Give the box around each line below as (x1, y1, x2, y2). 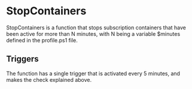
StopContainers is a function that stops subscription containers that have (6, 24, 187, 31)
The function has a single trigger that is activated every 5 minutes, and (6, 70, 181, 77)
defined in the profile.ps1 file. (6, 36, 78, 44)
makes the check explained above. (6, 76, 92, 83)
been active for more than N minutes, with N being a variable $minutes (6, 30, 181, 37)
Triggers (6, 54, 39, 64)
